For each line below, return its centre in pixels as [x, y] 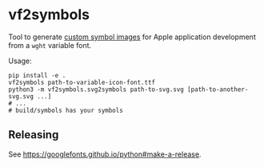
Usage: [20, 61]
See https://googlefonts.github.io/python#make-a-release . [105, 154]
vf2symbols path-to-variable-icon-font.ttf [82, 82]
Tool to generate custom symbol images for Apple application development [132, 37]
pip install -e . [37, 75]
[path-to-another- [218, 89]
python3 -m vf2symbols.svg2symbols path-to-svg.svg [96, 89]
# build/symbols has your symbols [66, 110]
